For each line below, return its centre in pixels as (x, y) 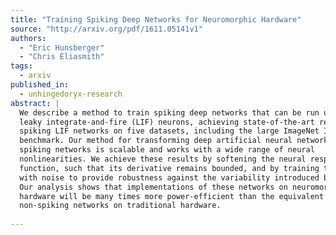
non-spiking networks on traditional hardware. (120, 206)
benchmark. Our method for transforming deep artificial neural (156, 141)
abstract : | (35, 103)
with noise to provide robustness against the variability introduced (169, 177)
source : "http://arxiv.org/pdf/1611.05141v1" (106, 29)
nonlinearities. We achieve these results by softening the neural (163, 159)
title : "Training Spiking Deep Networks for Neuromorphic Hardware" (156, 19)
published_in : (40, 85)
